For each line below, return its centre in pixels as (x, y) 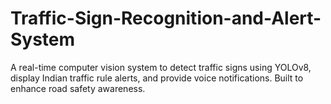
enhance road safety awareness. (78, 88)
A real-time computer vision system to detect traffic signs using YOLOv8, (161, 67)
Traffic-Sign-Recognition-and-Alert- (166, 18)
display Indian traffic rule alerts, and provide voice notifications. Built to (157, 78)
